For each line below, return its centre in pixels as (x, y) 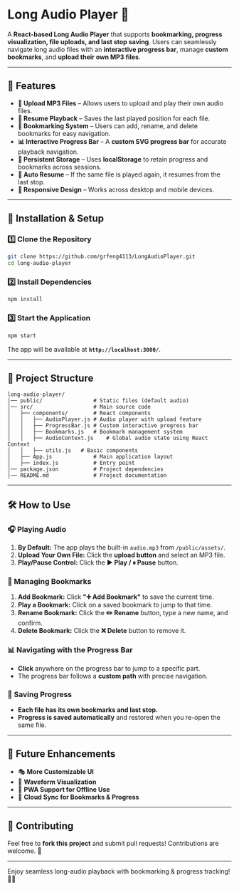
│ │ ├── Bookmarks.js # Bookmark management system (95, 432)
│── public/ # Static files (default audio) (99, 401)
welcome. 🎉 (25, 851)
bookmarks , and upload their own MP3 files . (74, 57)
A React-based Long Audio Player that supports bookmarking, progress (115, 34)
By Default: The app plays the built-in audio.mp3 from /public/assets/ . (122, 548)
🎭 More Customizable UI (55, 771)
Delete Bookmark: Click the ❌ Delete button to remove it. (102, 631)
